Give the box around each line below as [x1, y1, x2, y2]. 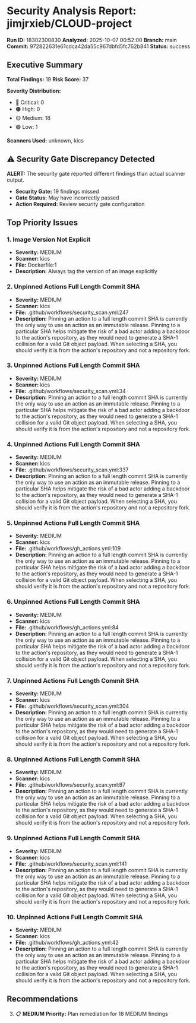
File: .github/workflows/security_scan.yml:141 [15, 860, 127, 867]
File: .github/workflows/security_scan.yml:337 [15, 466, 129, 473]
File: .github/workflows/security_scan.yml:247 [15, 309, 129, 316]
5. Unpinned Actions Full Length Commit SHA [7, 519, 140, 527]
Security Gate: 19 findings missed [15, 188, 100, 195]
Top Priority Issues [7, 217, 78, 227]
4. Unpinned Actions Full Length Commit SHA [7, 440, 140, 448]
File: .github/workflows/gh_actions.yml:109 [15, 545, 121, 552]
